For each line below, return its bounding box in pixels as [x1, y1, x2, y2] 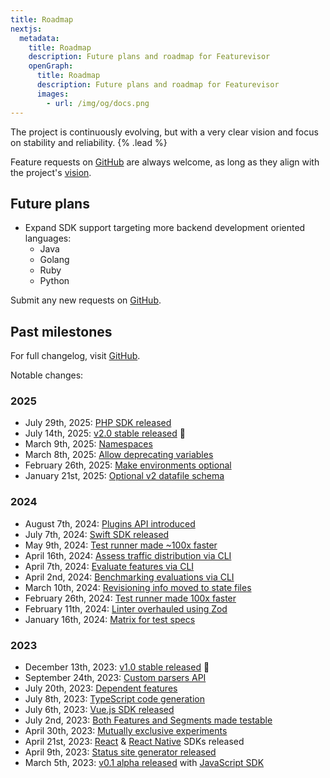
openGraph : [28, 61, 74, 71]
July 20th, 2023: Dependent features [24, 682, 178, 695]
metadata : [19, 33, 60, 43]
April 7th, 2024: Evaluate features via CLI [24, 560, 195, 572]
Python [39, 275, 70, 287]
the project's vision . [10, 166, 92, 178]
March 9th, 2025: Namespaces [24, 438, 153, 450]
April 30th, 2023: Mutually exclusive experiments [24, 725, 228, 737]
